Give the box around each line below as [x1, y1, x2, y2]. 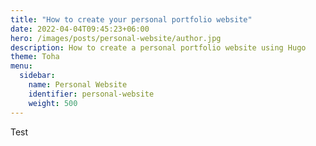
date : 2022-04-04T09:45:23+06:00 [10, 24, 150, 34]
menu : [10, 61, 33, 71]
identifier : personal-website [28, 89, 155, 99]
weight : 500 [28, 98, 78, 108]
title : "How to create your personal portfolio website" [10, 14, 253, 25]
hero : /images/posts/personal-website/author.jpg [10, 33, 222, 43]
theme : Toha [10, 52, 60, 62]
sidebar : [19, 71, 56, 81]
